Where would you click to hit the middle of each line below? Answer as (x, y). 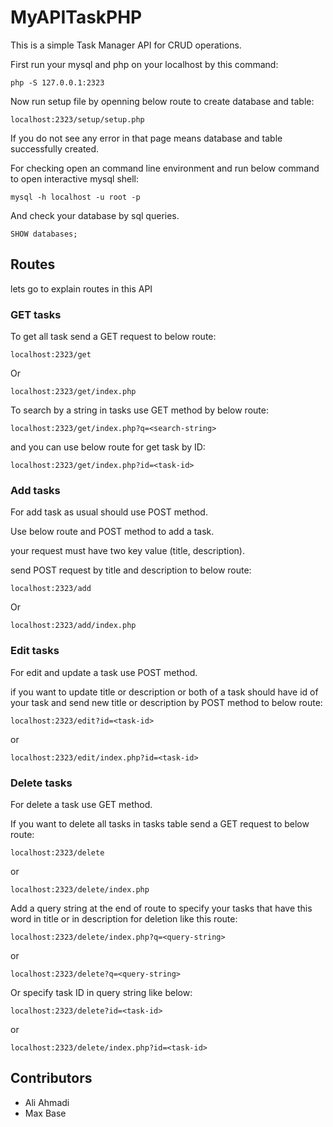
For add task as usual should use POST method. (109, 512)
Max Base (45, 1113)
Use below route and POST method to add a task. (112, 532)
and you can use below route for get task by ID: (108, 447)
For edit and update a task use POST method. (104, 672)
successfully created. (55, 148)
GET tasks (36, 314)
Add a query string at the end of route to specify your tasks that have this (161, 908)
